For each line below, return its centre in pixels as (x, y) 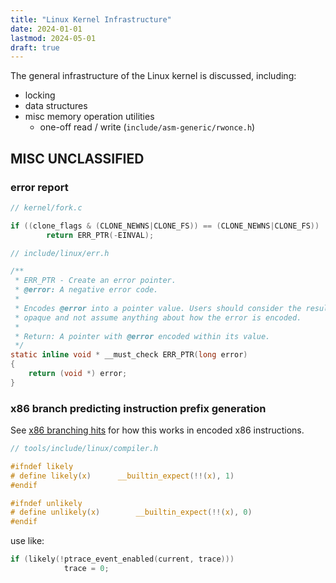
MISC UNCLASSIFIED (77, 158)
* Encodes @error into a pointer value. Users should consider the (158, 308)
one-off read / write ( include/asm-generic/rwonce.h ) (147, 127)
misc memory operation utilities (89, 117)
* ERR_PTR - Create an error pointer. (95, 281)
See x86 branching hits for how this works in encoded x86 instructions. (157, 430)
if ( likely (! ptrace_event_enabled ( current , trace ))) (122, 559)
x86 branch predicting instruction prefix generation (138, 408)
